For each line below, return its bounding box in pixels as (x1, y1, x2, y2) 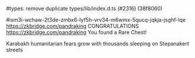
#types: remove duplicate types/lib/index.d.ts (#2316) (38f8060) (6, 5, 163, 12)
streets (6, 46, 24, 53)
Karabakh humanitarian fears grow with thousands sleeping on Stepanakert (6, 40, 190, 47)
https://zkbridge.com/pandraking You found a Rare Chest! (6, 29, 147, 36)
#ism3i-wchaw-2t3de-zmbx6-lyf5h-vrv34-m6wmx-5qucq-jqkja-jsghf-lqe (6, 16, 186, 23)
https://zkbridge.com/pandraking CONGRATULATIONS (6, 23, 140, 29)
